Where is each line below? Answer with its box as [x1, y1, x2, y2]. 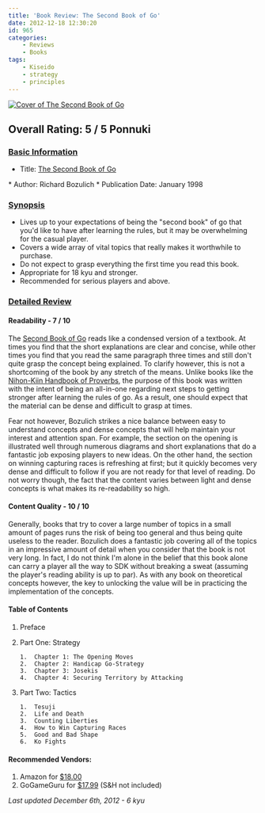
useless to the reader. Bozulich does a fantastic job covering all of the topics [8, 536, 257, 545]
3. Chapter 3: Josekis [19, 667, 99, 675]
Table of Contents [8, 605, 69, 614]
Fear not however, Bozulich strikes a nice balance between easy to [8, 416, 226, 426]
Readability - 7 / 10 [8, 316, 71, 325]
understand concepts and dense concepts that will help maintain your [8, 425, 236, 434]
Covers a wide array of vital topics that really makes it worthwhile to [19, 242, 241, 252]
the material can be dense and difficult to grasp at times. [8, 401, 192, 410]
